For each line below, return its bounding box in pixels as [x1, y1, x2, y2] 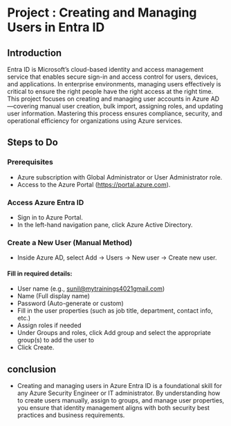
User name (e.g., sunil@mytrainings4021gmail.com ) [17, 284, 165, 293]
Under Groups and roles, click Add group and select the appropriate [17, 329, 211, 337]
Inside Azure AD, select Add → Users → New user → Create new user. [17, 253, 217, 262]
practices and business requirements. [17, 411, 125, 419]
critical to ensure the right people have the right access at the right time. [7, 88, 213, 95]
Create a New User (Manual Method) [7, 238, 133, 247]
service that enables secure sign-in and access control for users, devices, [7, 72, 219, 81]
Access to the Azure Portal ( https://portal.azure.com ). [17, 180, 171, 188]
